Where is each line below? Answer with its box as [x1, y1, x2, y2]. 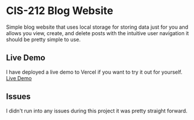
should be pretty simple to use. [6, 36, 81, 43]
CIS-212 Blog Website [6, 4, 113, 18]
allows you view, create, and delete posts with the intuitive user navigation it [6, 29, 189, 36]
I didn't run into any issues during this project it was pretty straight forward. [6, 107, 188, 114]
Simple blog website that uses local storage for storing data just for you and [6, 23, 189, 30]
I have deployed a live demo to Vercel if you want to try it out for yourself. [6, 68, 183, 76]
